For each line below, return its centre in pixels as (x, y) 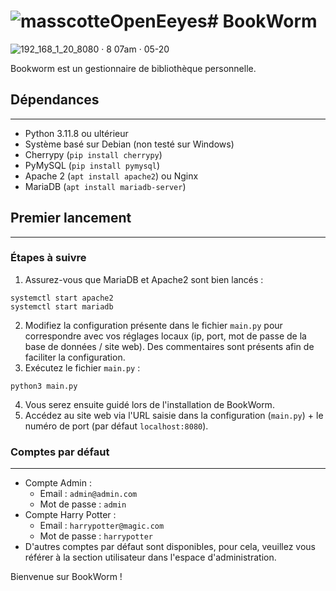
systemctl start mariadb (62, 306)
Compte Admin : (58, 483)
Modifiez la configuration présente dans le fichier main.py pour (153, 325)
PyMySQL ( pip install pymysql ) (92, 165)
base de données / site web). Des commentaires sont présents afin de (169, 346)
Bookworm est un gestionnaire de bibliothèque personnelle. (133, 68)
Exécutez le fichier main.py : (82, 367)
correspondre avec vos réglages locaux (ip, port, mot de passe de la (165, 336)
